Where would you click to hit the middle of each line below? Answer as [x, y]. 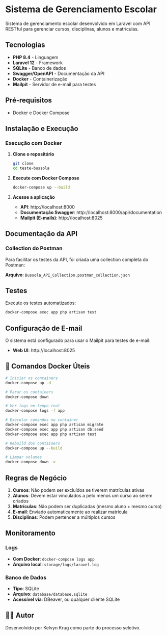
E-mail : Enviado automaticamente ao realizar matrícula [70, 512]
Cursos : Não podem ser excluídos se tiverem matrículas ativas [78, 490]
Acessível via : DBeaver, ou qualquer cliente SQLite [66, 599]
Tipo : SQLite [26, 588]
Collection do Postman [34, 248]
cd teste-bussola [31, 168]
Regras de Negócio [36, 478]
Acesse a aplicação [34, 197]
